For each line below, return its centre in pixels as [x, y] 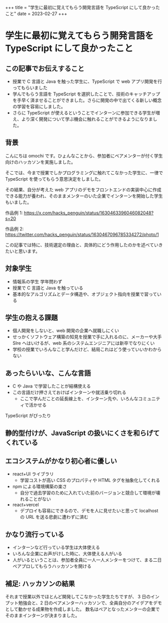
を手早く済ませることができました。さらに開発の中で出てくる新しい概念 [87, 100]
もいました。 [18, 202]
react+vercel [26, 505]
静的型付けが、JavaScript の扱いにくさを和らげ [79, 433]
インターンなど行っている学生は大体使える [56, 547]
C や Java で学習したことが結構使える [52, 386]
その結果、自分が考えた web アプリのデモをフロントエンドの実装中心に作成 [83, 189]
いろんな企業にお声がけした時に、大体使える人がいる [67, 554]
